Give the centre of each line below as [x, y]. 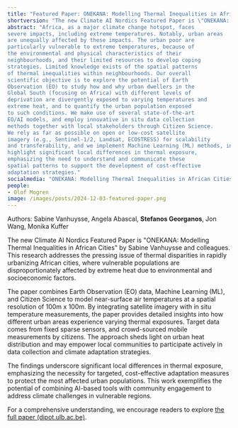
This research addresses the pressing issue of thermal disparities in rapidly [117, 256]
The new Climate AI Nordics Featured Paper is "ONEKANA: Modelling [108, 240]
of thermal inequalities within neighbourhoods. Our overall [100, 73]
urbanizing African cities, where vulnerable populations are [93, 263]
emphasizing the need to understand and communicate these [96, 159]
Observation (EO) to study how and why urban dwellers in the [101, 87]
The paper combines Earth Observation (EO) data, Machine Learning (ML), [116, 292]
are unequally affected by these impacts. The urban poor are [101, 40]
